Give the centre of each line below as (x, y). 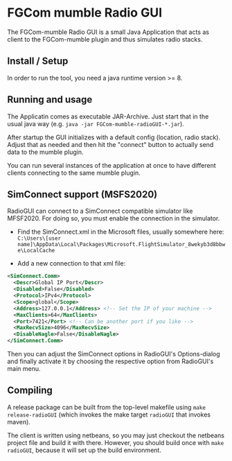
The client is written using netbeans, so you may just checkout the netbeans (116, 435)
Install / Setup (38, 61)
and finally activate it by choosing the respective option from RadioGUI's (110, 361)
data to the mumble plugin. (46, 152)
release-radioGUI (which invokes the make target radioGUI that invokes (109, 415)
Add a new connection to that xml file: (71, 263)
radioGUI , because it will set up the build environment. (84, 450)
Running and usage (50, 99)
